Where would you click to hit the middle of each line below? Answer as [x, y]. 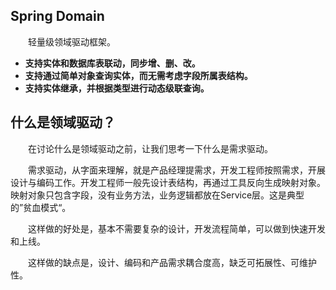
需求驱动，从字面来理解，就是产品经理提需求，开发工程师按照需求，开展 [177, 170]
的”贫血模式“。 [41, 207]
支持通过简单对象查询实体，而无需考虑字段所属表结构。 [138, 75]
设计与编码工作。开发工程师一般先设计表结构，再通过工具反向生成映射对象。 [168, 182]
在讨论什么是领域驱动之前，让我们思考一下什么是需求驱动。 [150, 148]
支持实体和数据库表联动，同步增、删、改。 [112, 63]
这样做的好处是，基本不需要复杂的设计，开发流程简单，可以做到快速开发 [177, 228]
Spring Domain [57, 16]
